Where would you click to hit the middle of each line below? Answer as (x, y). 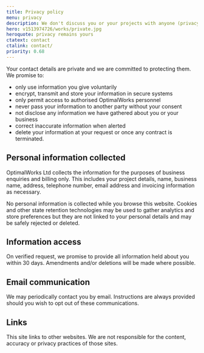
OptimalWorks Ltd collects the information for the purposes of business (96, 172)
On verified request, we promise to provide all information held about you (98, 256)
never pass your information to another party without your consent (98, 106)
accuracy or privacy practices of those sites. (62, 343)
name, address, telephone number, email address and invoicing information (100, 185)
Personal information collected (66, 158)
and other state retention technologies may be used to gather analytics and (100, 210)
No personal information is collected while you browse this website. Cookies (102, 204)
